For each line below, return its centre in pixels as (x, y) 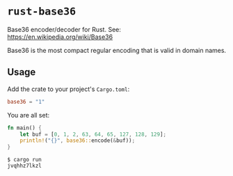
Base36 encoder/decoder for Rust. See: (64, 29)
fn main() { (24, 128)
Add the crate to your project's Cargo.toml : (69, 89)
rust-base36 (42, 11)
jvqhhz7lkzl (24, 166)
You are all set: (29, 115)
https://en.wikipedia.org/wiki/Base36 (60, 37)
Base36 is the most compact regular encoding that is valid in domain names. (117, 50)
